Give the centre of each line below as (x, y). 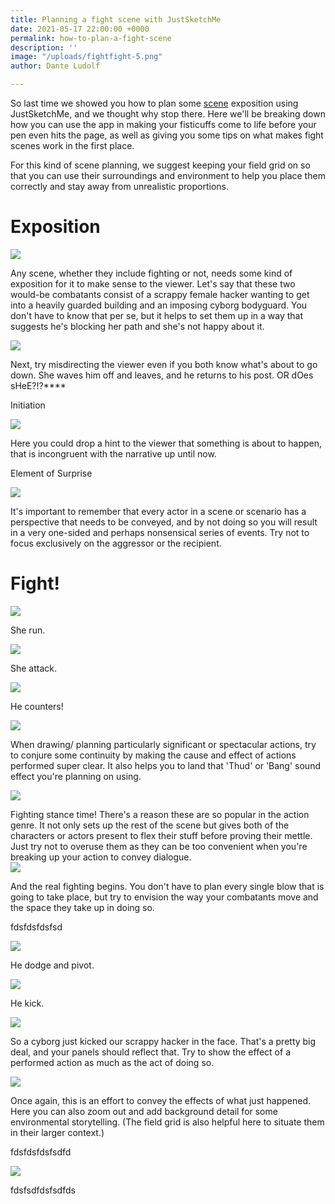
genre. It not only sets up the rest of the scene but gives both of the (150, 825)
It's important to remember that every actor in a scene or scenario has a (158, 511)
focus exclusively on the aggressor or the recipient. (116, 543)
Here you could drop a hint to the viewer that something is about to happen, (166, 443)
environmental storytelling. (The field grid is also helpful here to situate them (167, 1122)
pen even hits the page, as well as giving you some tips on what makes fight (167, 135)
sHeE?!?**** (38, 385)
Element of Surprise (51, 473)
